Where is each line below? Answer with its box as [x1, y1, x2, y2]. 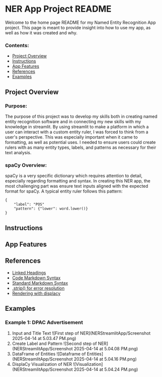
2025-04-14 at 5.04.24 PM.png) [73, 366, 138, 372]
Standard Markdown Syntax [12, 280, 68, 286]
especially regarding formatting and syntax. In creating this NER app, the [5, 178, 151, 184]
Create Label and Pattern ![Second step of [12, 341, 97, 346]
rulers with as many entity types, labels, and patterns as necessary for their [5, 144, 157, 150]
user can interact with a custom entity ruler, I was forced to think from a [5, 129, 148, 135]
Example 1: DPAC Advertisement [5, 319, 83, 326]
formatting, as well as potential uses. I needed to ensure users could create [5, 139, 156, 145]
